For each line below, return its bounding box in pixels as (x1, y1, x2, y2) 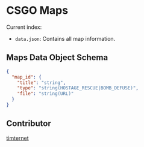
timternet (6, 134, 29, 142)
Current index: (6, 23, 42, 31)
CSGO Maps (6, 4, 68, 17)
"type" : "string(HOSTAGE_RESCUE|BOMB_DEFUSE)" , (17, 85, 139, 91)
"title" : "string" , (17, 79, 66, 86)
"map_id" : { (11, 74, 42, 80)
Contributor (6, 118, 51, 129)
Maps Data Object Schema (6, 52, 108, 63)
